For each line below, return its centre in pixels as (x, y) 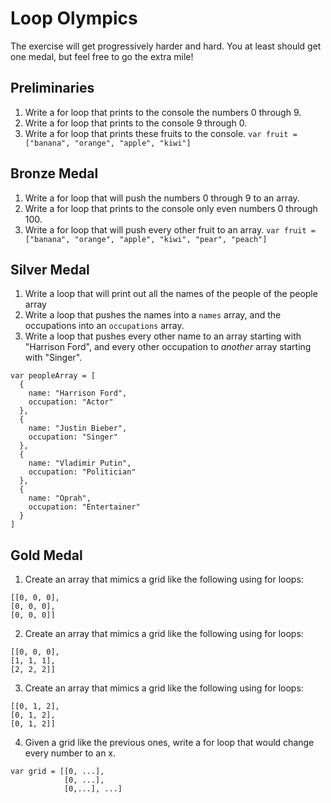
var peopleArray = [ (53, 376)
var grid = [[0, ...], (57, 772)
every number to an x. (70, 753)
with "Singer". (53, 358)
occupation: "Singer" (73, 437)
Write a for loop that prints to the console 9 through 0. (136, 123)
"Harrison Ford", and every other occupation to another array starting (168, 347)
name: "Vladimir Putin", (80, 463)
